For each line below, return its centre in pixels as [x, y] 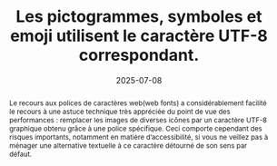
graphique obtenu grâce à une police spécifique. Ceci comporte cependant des [135, 128]
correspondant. [139, 55]
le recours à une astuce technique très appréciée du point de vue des [119, 111]
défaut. [20, 154]
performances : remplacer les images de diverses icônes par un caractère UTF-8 [138, 120]
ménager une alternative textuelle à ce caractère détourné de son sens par [128, 146]
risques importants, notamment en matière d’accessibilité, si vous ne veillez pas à [138, 137]
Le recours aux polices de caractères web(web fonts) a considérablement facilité [138, 103]
